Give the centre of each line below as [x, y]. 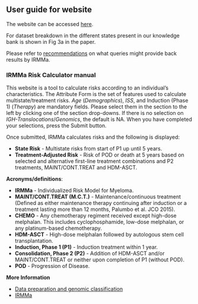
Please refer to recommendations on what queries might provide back [92, 53]
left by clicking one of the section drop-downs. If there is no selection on [95, 113]
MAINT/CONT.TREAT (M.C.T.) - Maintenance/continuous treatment [98, 197]
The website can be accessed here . [50, 24]
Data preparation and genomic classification [69, 289]
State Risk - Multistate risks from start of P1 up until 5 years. [88, 149]
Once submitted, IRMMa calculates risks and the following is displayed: [93, 137]
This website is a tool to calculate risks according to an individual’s [87, 88]
